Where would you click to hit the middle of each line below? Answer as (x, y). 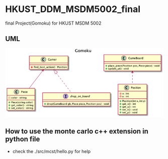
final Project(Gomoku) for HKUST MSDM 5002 (53, 23)
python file (23, 139)
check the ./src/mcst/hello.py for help (52, 151)
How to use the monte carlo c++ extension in (77, 131)
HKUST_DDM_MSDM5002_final (73, 9)
